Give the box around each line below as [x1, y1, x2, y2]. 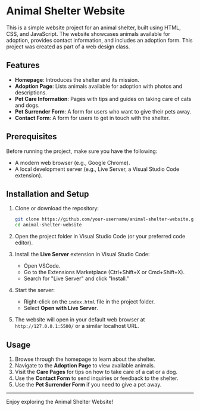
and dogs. [14, 102, 40, 109]
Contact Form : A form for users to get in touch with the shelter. [14, 114, 170, 121]
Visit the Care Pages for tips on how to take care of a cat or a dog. [14, 368, 177, 375]
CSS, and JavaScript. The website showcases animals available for [6, 30, 171, 37]
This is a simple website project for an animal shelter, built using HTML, [6, 24, 182, 31]
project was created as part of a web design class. [6, 43, 130, 50]
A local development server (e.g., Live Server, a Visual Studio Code [14, 165, 180, 173]
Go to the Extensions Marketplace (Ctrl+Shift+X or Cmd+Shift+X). [23, 269, 185, 276]
